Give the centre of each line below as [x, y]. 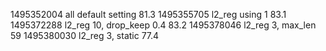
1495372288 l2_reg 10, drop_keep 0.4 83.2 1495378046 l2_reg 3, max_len [163, 25]
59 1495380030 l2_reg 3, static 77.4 [85, 35]
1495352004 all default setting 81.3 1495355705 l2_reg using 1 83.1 [148, 14]
